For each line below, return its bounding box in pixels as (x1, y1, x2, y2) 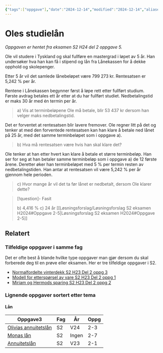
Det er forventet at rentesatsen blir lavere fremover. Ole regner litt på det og (5, 122, 156, 128)
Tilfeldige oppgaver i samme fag (5, 243, 83, 250)
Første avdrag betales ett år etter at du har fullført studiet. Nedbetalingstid (5, 93, 153, 98)
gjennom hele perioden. (5, 172, 53, 177)
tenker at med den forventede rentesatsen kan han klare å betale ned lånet (5, 127, 154, 133)
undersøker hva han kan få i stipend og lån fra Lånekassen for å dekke (5, 59, 146, 64)
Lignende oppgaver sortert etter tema (5, 292, 96, 299)
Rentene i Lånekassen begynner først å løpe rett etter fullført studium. (5, 88, 145, 94)
